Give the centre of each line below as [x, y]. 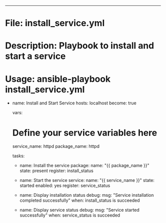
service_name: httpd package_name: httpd [56, 146]
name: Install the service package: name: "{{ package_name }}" [84, 166]
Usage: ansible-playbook [58, 79]
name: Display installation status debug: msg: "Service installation [87, 195]
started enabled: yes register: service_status [65, 185]
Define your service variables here [84, 133]
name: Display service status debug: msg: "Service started [80, 210]
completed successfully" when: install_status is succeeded [80, 200]
